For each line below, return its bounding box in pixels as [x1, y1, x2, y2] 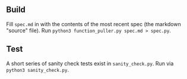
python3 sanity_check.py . [6, 66, 69, 73]
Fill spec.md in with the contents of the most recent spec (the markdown [6, 20, 181, 27]
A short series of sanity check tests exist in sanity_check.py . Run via [6, 59, 174, 67]
